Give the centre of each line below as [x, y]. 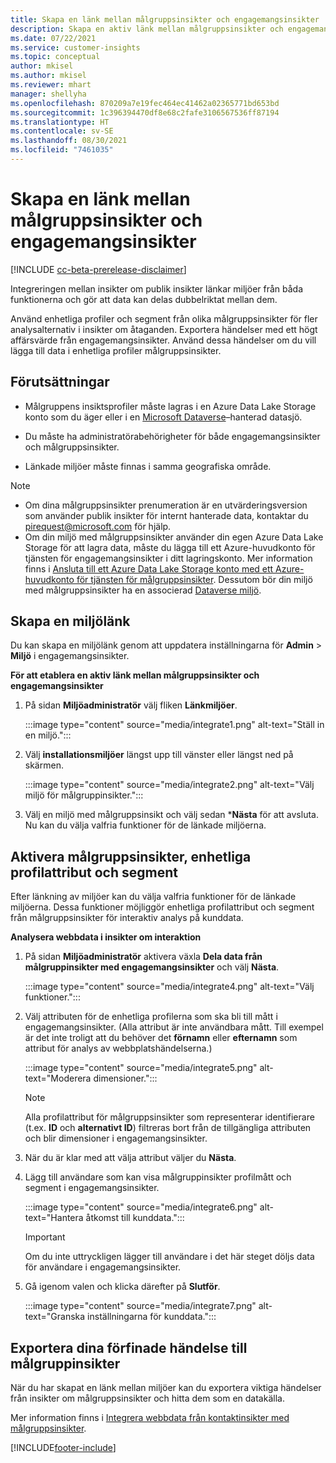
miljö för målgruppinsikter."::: [84, 795]
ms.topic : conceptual [55, 57]
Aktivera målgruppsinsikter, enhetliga [131, 856]
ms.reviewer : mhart [51, 85]
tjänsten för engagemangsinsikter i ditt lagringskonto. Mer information [168, 558]
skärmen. [44, 765]
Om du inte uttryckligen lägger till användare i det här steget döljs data [169, 1257]
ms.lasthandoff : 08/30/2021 [69, 141]
